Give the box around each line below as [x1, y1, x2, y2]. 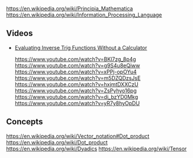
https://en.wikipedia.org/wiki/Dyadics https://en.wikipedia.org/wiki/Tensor [6, 145, 187, 152]
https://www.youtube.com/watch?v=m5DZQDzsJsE [14, 74, 141, 82]
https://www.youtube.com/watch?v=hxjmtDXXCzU [14, 80, 139, 88]
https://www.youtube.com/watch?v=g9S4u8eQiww [14, 62, 140, 69]
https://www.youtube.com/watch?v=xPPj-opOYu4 [14, 68, 137, 75]
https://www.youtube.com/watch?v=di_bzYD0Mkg [14, 93, 139, 100]
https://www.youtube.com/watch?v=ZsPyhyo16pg [14, 87, 137, 94]
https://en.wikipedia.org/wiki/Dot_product [6, 138, 108, 146]
